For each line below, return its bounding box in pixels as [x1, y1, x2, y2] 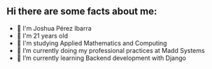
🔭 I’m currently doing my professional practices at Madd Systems [16, 46, 205, 54]
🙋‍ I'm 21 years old [16, 31, 68, 40]
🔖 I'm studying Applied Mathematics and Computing [16, 38, 167, 47]
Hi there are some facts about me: [6, 6, 157, 17]
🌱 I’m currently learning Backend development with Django [16, 54, 187, 62]
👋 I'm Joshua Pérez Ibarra [16, 24, 92, 32]
